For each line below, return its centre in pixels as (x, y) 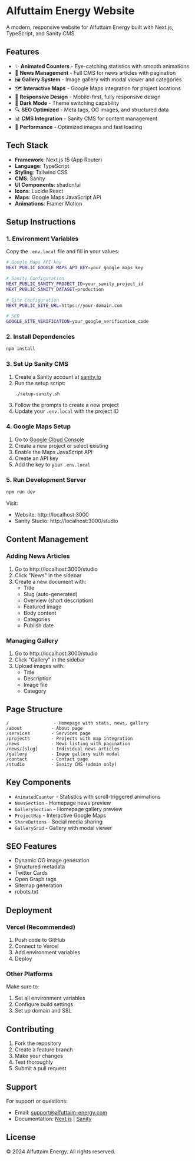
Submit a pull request (40, 1069)
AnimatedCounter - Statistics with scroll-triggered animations (87, 796)
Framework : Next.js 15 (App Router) (58, 160)
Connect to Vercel (37, 946)
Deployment (29, 910)
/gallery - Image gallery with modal (63, 754)
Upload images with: (39, 666)
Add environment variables (47, 952)
